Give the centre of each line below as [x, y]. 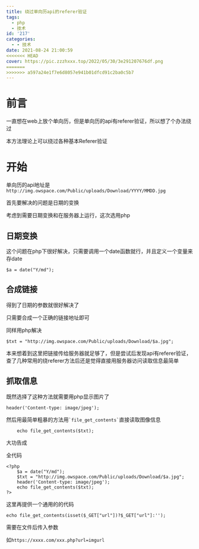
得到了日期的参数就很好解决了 [42, 305]
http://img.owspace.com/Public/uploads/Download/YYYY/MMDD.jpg [86, 191]
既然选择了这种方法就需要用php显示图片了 [58, 396]
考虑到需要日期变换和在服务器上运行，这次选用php [68, 215]
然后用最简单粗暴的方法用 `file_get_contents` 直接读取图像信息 [84, 420]
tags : [13, 17]
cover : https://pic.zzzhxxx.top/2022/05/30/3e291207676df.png [85, 61]
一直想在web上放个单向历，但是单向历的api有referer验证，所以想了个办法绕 [99, 121]
